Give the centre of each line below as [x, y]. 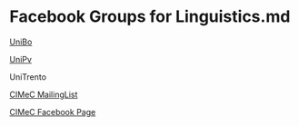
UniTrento [28, 77]
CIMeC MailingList [44, 94]
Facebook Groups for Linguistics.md [150, 17]
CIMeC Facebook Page [53, 111]
